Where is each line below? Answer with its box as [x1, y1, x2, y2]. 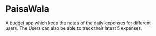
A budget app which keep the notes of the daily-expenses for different [5, 20, 151, 26]
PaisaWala [5, 3, 49, 15]
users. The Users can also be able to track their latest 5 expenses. [5, 25, 142, 31]
